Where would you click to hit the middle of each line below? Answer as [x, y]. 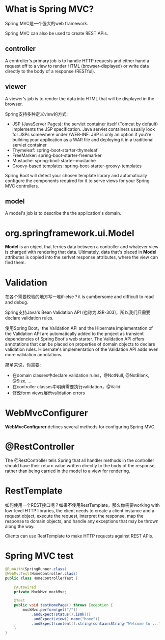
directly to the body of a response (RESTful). [50, 71]
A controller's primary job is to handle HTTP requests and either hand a [77, 61]
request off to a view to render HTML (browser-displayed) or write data [77, 66]
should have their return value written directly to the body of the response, [81, 466]
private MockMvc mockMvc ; [41, 592]
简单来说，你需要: [23, 365]
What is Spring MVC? [50, 9]
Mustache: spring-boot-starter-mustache [54, 160]
